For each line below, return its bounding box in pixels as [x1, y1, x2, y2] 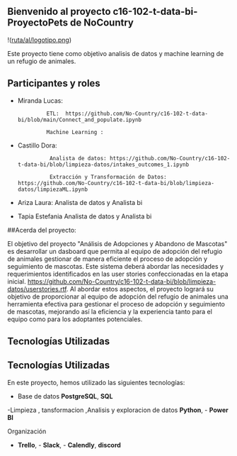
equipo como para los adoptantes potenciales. [7, 315, 143, 323]
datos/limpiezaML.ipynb [17, 186, 88, 193]
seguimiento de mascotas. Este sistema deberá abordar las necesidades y [7, 262, 224, 270]
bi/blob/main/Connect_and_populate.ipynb [17, 116, 141, 123]
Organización [7, 427, 47, 435]
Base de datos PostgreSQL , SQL [17, 391, 113, 400]
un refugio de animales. [7, 57, 76, 65]
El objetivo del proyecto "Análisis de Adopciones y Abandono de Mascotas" [7, 239, 228, 248]
